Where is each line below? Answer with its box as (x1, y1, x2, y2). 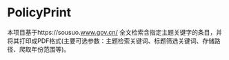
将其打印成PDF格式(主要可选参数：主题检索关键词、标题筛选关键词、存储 (7, 36, 215, 45)
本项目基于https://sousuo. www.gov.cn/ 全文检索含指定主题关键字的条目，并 (7, 28, 223, 36)
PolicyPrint (7, 5, 72, 20)
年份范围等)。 (30, 45, 70, 53)
